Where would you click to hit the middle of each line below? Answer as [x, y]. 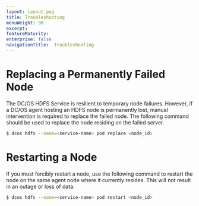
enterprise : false [29, 39]
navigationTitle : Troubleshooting [50, 45]
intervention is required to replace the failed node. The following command [97, 116]
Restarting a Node [52, 157]
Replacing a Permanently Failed [86, 74]
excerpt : [17, 28]
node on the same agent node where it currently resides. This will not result [99, 180]
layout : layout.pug [30, 12]
